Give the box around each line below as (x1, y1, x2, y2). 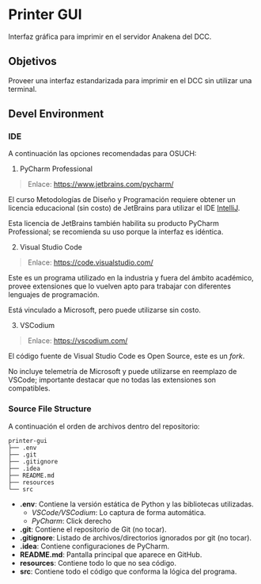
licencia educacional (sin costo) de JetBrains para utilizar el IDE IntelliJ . (8, 204, 240, 213)
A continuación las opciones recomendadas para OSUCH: (8, 149, 197, 158)
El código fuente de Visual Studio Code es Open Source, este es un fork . (8, 351, 245, 361)
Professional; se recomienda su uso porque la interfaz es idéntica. (8, 227, 224, 237)
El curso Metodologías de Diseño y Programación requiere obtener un (8, 195, 236, 204)
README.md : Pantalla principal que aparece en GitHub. (19, 549, 202, 559)
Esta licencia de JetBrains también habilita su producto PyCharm (8, 219, 219, 228)
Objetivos (8, 55, 57, 68)
